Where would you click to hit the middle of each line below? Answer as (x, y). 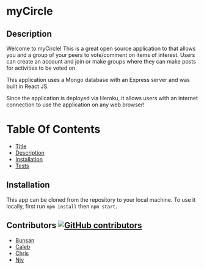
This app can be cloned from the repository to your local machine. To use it (101, 199)
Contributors (31, 225)
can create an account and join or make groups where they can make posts (101, 61)
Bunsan (25, 240)
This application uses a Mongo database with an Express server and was (98, 80)
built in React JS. (27, 86)
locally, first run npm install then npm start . (62, 206)
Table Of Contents (53, 129)
